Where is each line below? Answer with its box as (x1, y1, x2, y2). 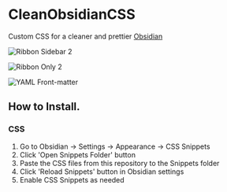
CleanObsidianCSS (8, 6, 136, 24)
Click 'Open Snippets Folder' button (19, 150, 136, 159)
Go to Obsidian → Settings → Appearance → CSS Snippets (19, 142, 210, 151)
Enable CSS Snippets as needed (19, 175, 125, 184)
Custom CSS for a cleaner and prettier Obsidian (8, 31, 163, 41)
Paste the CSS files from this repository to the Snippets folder (19, 158, 220, 168)
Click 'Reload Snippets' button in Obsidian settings (19, 167, 184, 176)
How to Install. (8, 100, 80, 113)
